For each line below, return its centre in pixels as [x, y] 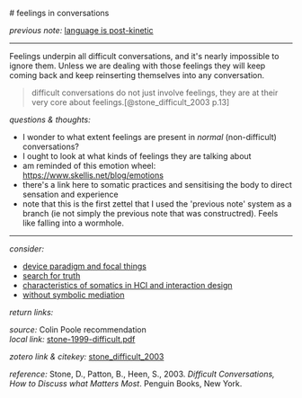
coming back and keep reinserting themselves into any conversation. [137, 75]
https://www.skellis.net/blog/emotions [93, 175]
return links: [31, 312]
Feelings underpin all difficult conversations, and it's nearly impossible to [144, 56]
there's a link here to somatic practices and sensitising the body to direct [157, 185]
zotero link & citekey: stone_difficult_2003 [87, 357]
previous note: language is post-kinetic [82, 30]
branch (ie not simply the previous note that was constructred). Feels [150, 213]
